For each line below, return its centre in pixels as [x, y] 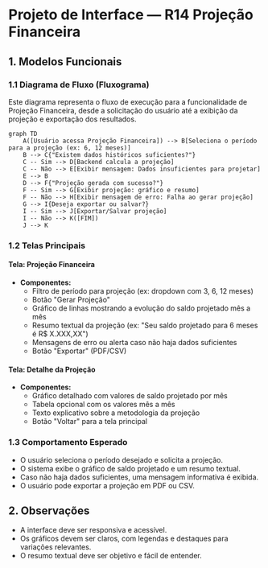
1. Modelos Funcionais [65, 62]
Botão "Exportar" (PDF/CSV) [79, 351]
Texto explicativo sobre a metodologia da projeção [116, 413]
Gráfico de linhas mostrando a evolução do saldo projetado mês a [141, 308]
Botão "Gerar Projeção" [71, 300]
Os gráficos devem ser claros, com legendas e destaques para [124, 539]
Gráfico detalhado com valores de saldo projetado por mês [130, 396]
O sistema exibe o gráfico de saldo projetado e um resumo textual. [130, 468]
